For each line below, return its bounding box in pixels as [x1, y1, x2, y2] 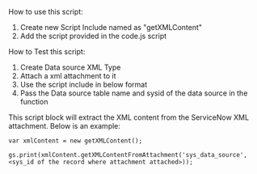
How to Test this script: [8, 47, 86, 56]
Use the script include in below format [19, 80, 148, 89]
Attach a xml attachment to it [19, 71, 116, 80]
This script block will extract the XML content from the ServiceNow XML [8, 112, 249, 122]
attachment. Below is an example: [8, 121, 121, 130]
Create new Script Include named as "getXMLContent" [19, 23, 203, 32]
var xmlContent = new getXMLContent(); [8, 137, 143, 145]
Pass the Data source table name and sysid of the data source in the [19, 88, 248, 98]
